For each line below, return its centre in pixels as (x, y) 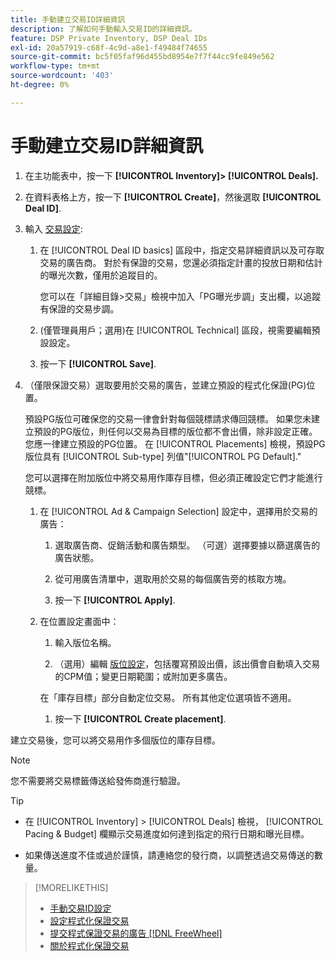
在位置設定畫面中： (79, 621)
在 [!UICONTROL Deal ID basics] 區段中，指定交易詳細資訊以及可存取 (182, 250)
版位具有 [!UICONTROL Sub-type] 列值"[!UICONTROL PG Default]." (163, 456)
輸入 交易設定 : (53, 228)
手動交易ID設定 (80, 908)
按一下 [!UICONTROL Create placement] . (140, 718)
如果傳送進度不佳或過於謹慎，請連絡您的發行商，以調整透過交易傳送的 (169, 855)
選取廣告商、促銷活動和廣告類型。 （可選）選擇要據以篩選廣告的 (187, 545)
